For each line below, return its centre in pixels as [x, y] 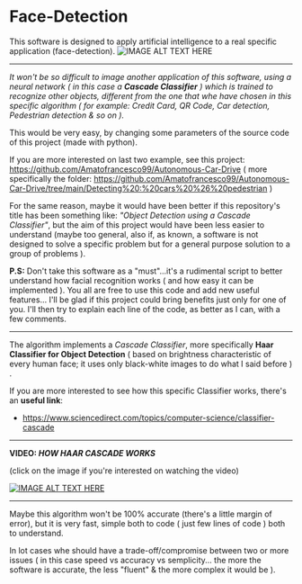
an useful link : [36, 400]
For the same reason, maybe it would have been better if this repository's [145, 205]
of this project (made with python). [73, 142]
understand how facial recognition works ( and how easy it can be [132, 280]
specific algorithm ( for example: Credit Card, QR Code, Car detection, [140, 105]
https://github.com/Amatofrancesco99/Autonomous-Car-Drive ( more [138, 169]
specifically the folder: [51, 178]
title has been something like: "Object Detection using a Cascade [130, 215]
